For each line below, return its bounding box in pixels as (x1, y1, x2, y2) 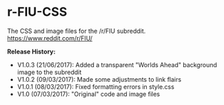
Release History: (7, 47, 56, 56)
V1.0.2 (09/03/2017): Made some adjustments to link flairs (17, 75, 181, 83)
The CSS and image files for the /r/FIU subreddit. (7, 27, 146, 35)
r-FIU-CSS (7, 4, 68, 20)
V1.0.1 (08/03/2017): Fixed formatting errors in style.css (17, 82, 174, 91)
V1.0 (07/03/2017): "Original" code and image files (17, 90, 161, 98)
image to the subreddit (17, 68, 82, 76)
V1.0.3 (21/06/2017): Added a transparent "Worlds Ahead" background (17, 60, 217, 69)
